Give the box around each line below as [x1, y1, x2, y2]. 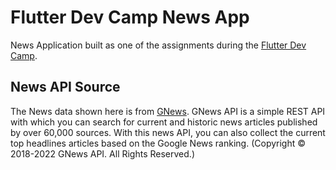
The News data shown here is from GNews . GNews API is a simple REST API [10, 105, 326, 117]
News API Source [10, 79, 121, 96]
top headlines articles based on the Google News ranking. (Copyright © [10, 137, 307, 149]
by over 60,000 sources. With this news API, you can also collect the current [10, 126, 326, 138]
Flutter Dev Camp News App [10, 6, 250, 29]
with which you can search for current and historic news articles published [10, 116, 318, 128]
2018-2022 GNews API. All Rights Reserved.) [10, 147, 195, 160]
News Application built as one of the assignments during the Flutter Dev [10, 39, 307, 51]
